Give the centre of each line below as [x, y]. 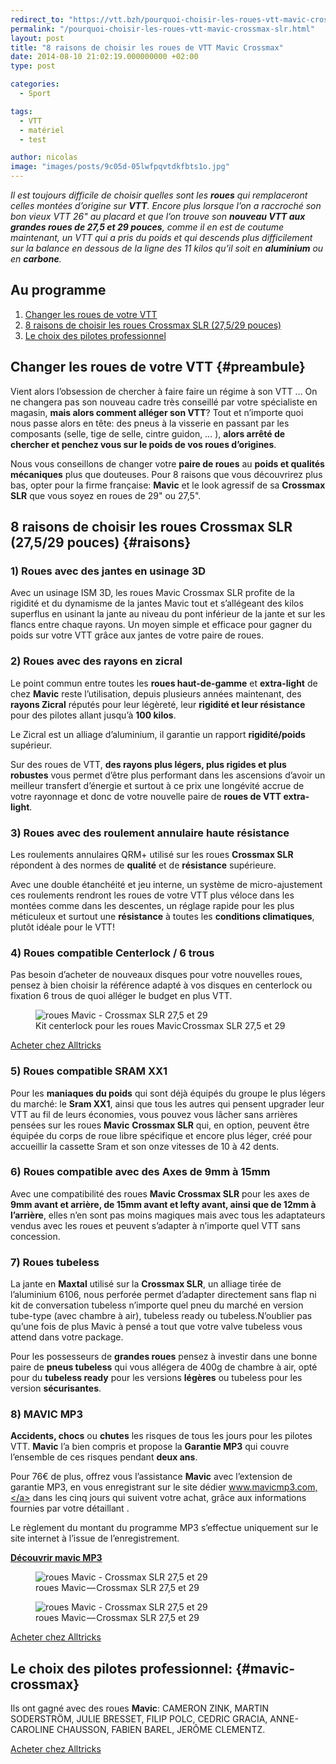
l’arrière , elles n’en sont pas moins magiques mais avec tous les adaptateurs [168, 1215]
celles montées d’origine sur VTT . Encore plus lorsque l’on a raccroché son [166, 205]
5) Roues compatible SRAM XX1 [89, 1071]
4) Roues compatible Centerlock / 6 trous [112, 953]
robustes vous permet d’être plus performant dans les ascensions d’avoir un [168, 775]
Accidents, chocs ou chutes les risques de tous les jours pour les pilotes [161, 1436]
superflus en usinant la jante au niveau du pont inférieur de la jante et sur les [168, 614]
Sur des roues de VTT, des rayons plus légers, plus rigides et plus [148, 764]
